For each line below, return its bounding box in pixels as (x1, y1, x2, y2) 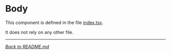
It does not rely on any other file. (5, 29, 74, 35)
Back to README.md (5, 43, 49, 49)
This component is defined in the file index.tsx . (5, 19, 103, 25)
